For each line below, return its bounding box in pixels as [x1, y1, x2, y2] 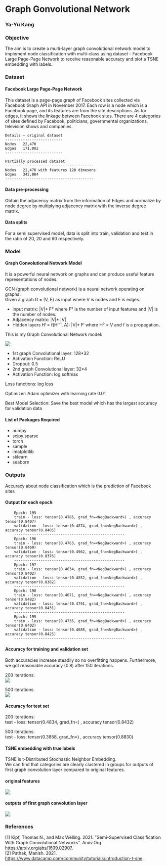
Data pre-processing [5, 186, 49, 192]
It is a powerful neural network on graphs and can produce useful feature [5, 271, 155, 277]
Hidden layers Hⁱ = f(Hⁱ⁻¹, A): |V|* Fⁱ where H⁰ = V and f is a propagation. [12, 322, 160, 328]
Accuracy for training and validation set [5, 646, 88, 652]
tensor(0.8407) [5, 519, 37, 524]
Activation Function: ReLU [12, 356, 65, 362]
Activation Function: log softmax [12, 371, 78, 377]
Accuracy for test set [5, 703, 49, 709]
